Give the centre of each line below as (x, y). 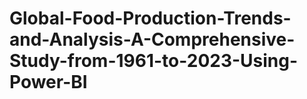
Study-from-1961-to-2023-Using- (154, 61)
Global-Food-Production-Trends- (150, 18)
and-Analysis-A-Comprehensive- (152, 39)
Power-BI (48, 82)
